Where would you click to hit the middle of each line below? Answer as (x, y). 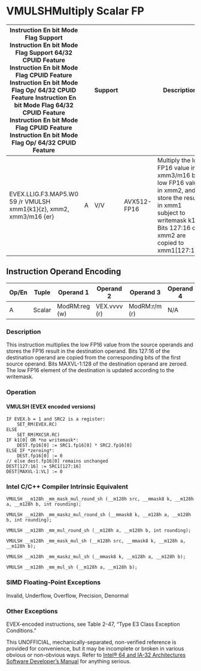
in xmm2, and (176, 190)
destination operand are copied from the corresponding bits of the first (94, 358)
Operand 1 (73, 292)
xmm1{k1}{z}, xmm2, (39, 209)
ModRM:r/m (145, 306)
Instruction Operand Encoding (64, 272)
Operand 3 (145, 292)
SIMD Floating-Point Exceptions (54, 582)
